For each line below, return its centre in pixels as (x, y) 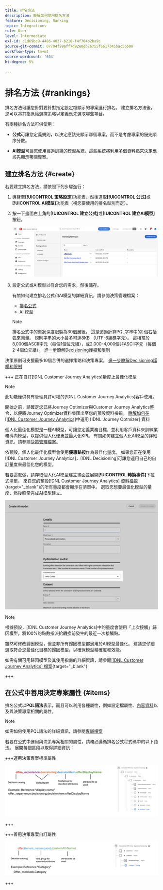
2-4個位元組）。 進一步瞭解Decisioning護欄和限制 (61, 350)
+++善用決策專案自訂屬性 (31, 834)
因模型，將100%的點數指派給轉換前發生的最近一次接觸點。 (64, 633)
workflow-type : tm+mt (27, 51)
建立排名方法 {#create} (40, 174)
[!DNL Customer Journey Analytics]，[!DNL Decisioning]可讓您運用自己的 (79, 458)
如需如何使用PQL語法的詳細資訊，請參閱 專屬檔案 (54, 731)
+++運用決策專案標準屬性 (31, 758)
